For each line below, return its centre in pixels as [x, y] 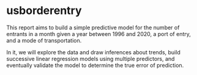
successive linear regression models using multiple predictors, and [91, 59]
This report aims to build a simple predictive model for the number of [93, 27]
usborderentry [44, 11]
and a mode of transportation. [44, 40]
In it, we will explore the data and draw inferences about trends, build [93, 52]
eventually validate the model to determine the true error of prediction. [95, 65]
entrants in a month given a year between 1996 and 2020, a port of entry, [99, 34]
